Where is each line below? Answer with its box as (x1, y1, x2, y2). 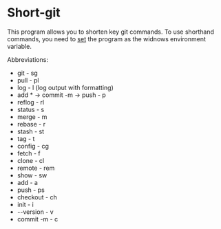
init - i (17, 200, 34, 208)
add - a (17, 178, 38, 186)
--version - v (17, 208, 54, 216)
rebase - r (17, 120, 46, 128)
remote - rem (17, 164, 55, 172)
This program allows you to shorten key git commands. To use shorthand (7, 28, 215, 36)
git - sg (17, 69, 38, 77)
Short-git (7, 5, 61, 21)
